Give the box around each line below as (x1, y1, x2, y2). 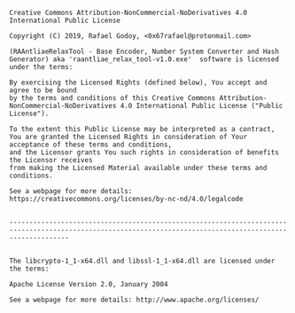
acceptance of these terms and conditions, (9, 140, 173, 149)
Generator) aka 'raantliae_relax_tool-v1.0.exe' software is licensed (9, 55, 279, 64)
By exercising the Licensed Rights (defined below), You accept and (9, 78, 268, 87)
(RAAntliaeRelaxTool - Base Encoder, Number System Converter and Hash (9, 47, 279, 56)
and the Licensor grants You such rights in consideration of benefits (9, 148, 279, 157)
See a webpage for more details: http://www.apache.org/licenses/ (9, 295, 260, 304)
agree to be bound (9, 86, 77, 95)
